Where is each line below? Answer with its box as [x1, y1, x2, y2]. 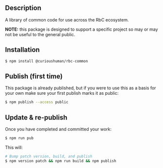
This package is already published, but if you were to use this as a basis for [5, 85, 156, 91]
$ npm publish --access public [5, 100, 69, 105]
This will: [5, 144, 23, 150]
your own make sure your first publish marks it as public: [5, 90, 119, 96]
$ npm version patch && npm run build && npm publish [5, 158, 117, 163]
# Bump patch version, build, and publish [5, 154, 92, 159]
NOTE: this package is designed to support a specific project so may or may [5, 26, 158, 32]
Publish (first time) [5, 72, 63, 80]
